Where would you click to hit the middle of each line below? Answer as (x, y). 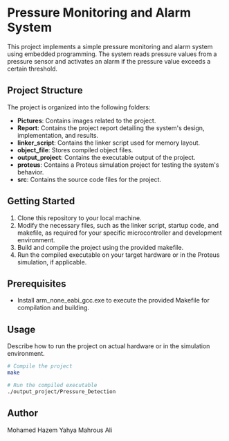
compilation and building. (53, 308)
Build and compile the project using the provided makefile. (100, 247)
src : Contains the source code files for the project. (89, 179)
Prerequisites (37, 283)
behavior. (30, 172)
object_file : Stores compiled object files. (75, 150)
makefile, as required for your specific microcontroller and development (120, 233)
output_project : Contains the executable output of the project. (106, 157)
